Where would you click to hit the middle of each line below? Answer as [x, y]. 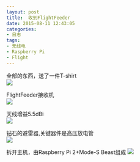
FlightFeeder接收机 [30, 95]
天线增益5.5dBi [25, 114]
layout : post [23, 12]
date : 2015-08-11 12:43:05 [41, 23]
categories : [21, 29]
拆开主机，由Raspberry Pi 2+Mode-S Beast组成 [66, 152]
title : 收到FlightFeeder [38, 18]
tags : [13, 40]
